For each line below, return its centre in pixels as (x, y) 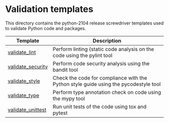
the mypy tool (69, 98)
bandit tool (65, 69)
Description (107, 40)
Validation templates (49, 9)
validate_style (24, 81)
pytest (60, 112)
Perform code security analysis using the (101, 63)
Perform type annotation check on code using (107, 92)
